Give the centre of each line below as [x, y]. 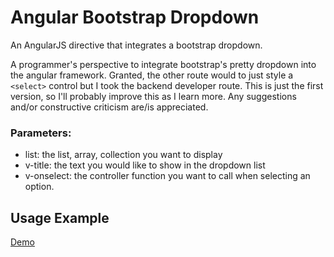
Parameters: [41, 133]
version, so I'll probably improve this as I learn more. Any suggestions [153, 96]
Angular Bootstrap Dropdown [135, 17]
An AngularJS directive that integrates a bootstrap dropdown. [136, 45]
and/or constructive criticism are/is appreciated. [109, 107]
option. [39, 187]
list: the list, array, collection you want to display [123, 155]
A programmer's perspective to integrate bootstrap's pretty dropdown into [163, 64]
